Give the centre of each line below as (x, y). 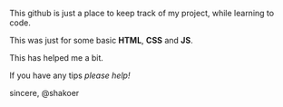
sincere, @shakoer (44, 93)
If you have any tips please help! (70, 75)
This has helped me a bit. (57, 58)
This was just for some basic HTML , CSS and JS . (101, 40)
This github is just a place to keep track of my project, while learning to (142, 13)
